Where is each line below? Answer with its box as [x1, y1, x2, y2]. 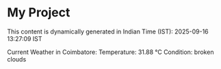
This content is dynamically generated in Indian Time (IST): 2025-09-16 [7, 27, 209, 36]
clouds [7, 55, 27, 63]
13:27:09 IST [7, 34, 42, 42]
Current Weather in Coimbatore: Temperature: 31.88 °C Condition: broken [7, 48, 214, 56]
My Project [7, 5, 70, 20]
